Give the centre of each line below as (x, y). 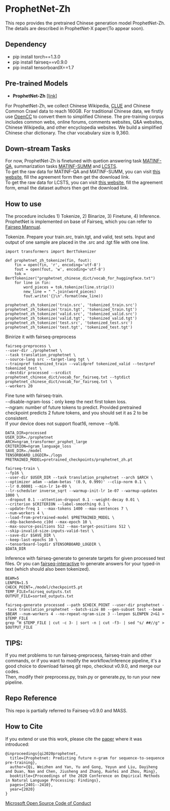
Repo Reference (31, 698)
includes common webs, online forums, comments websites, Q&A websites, (84, 122)
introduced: (17, 744)
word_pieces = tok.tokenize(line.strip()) (69, 287)
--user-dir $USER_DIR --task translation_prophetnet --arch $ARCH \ (79, 478)
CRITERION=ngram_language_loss (38, 446)
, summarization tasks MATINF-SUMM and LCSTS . (64, 166)
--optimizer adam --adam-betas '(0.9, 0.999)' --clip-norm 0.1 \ (76, 482)
